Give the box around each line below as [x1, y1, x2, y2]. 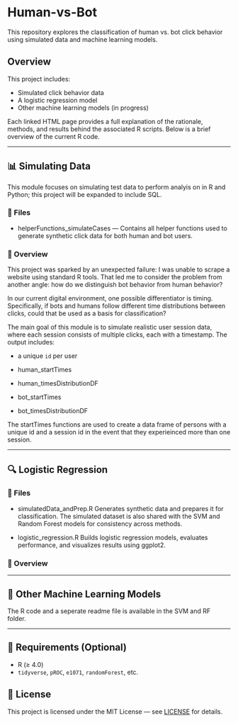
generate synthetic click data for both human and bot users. [17, 231, 193, 240]
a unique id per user [17, 352, 78, 360]
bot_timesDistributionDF [17, 407, 89, 415]
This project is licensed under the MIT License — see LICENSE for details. [7, 707, 223, 716]
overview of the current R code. [7, 132, 101, 140]
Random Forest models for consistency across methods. [17, 519, 183, 528]
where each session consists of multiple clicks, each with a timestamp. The [7, 330, 228, 339]
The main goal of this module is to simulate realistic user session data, [7, 323, 212, 332]
